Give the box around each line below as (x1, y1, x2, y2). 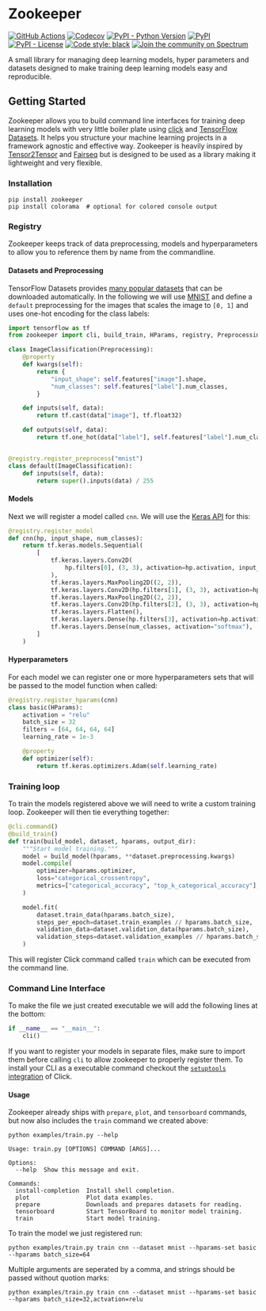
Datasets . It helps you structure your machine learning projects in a (8, 133, 227, 142)
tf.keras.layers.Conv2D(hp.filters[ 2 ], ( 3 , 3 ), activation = (50, 601, 253, 609)
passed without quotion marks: (8, 1273, 109, 1282)
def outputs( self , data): (22, 426, 108, 434)
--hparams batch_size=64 (8, 1251, 90, 1259)
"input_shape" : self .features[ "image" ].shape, (50, 375, 207, 383)
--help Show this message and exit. (15, 1166, 140, 1175)
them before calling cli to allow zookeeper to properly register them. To (8, 1055, 243, 1064)
